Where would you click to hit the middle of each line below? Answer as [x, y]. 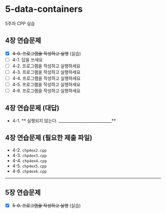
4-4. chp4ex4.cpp [29, 160]
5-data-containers [44, 9]
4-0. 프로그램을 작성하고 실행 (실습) [47, 53]
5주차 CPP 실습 [20, 23]
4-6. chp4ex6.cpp [29, 171]
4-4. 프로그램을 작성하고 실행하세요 [46, 78]
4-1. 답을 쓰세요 [27, 59]
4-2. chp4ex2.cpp [29, 150]
